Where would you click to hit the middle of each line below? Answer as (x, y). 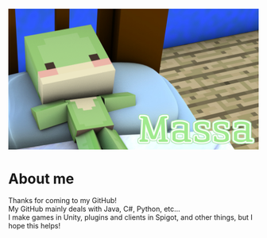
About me (41, 178)
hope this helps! (35, 226)
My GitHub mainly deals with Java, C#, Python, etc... (94, 209)
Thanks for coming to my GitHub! (63, 201)
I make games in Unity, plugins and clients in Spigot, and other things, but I (130, 217)
